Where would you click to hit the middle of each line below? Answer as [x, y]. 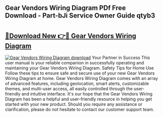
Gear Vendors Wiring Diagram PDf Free [65, 8]
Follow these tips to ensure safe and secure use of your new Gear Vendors [80, 73]
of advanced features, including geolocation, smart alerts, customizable [77, 83]
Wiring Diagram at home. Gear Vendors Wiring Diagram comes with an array [81, 78]
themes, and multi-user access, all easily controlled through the [69, 89]
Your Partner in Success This [121, 58]
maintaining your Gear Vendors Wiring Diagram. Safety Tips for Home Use [80, 68]
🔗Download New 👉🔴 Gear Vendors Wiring [71, 36]
